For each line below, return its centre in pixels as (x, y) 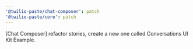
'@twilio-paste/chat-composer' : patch (52, 11)
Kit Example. (20, 40)
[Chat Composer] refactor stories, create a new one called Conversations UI (97, 33)
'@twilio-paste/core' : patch (41, 17)
